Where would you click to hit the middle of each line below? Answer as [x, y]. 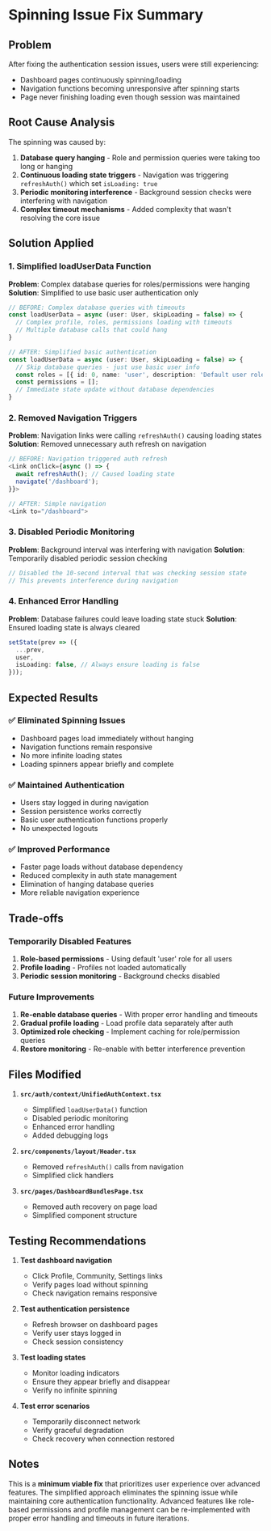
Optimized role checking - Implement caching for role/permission [130, 1032]
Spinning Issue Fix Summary [106, 15]
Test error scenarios [55, 1406]
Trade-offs [36, 918]
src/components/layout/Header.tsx [78, 1152]
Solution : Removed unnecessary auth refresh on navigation [108, 444]
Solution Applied [51, 243]
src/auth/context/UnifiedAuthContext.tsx [90, 1095]
